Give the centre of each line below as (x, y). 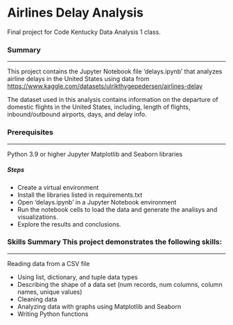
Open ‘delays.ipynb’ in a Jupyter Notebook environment (97, 202)
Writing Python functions (53, 314)
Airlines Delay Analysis (76, 13)
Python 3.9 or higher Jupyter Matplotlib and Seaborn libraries (95, 154)
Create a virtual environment (58, 187)
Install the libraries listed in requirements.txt (80, 195)
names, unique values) (50, 292)
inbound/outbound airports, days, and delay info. (77, 114)
